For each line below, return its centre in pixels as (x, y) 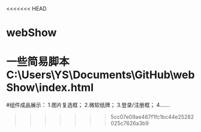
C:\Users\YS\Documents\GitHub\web (100, 75)
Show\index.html (50, 88)
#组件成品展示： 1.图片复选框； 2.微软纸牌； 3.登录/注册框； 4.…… (88, 105)
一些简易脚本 (38, 62)
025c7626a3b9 (130, 123)
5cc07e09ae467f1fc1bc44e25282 (152, 117)
